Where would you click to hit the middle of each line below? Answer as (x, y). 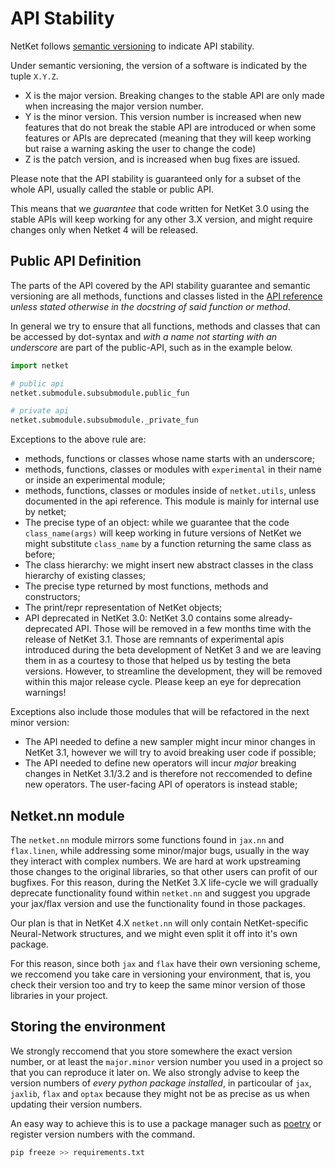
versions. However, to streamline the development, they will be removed (173, 671)
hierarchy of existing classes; (85, 576)
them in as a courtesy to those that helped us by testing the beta (158, 661)
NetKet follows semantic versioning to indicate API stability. (132, 46)
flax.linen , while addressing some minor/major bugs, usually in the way (160, 850)
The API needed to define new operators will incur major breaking (160, 763)
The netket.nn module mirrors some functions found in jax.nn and (147, 839)
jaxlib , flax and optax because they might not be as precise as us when (160, 1093)
